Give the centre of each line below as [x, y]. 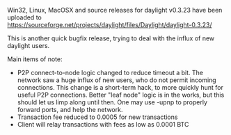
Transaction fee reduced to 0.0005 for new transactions [97, 117]
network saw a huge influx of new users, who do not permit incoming [117, 80]
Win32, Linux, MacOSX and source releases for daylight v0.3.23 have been [115, 10]
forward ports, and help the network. [70, 110]
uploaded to [24, 17]
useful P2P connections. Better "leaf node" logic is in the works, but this [121, 95]
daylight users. [29, 46]
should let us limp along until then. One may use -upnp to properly [112, 102]
